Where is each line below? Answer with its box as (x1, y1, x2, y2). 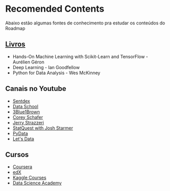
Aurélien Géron (12, 59, 45, 65)
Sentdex (12, 98, 30, 104)
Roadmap (5, 25, 25, 31)
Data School (12, 103, 39, 109)
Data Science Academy (12, 180, 62, 186)
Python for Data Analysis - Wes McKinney (12, 70, 100, 76)
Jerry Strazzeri (12, 119, 44, 125)
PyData (12, 130, 28, 136)
